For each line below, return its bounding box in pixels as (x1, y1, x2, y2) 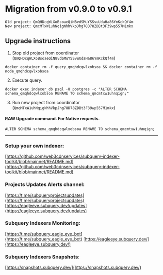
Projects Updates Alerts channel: (5, 181, 85, 188)
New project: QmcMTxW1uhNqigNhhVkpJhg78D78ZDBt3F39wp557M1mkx (5, 23, 133, 29)
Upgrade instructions (5, 37, 71, 45)
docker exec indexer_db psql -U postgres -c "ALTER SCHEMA (5, 87, 127, 92)
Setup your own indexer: (5, 142, 65, 149)
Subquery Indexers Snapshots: (5, 253, 80, 260)
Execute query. (12, 77, 43, 83)
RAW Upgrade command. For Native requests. (5, 116, 100, 122)
